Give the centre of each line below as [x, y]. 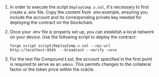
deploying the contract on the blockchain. [51, 22]
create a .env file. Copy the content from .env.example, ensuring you [79, 12]
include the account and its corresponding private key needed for [76, 17]
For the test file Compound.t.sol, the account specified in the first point [81, 59]
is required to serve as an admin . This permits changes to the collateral [80, 64]
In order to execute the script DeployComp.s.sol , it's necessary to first [79, 7]
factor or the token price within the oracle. [52, 69]
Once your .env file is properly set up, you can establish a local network [82, 32]
